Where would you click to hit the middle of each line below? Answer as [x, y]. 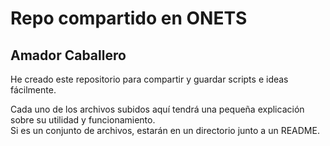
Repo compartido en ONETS [129, 18]
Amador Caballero [68, 55]
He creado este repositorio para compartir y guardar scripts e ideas [149, 79]
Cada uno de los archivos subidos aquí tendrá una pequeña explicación [157, 109]
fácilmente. [33, 90]
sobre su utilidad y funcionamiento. [83, 120]
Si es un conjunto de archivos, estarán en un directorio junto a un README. [165, 130]
